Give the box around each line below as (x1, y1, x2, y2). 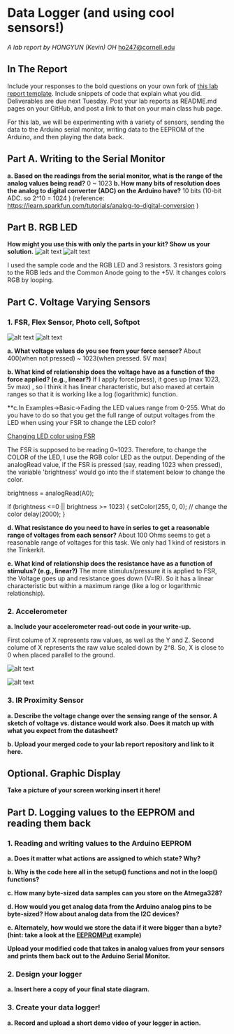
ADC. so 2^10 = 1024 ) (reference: (7, 194, 105, 202)
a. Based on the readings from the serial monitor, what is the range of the (7, 172, 224, 180)
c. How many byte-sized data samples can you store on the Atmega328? (7, 889, 223, 897)
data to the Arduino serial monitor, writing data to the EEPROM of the (7, 125, 205, 134)
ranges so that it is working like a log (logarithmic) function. (7, 390, 178, 398)
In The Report (7, 63, 68, 75)
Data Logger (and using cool (7, 5, 175, 21)
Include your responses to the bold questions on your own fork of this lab (7, 82, 219, 90)
